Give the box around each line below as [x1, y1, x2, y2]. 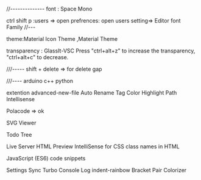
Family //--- [6, 24, 36, 31]
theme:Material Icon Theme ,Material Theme [6, 35, 118, 42]
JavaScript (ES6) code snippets [6, 155, 86, 162]
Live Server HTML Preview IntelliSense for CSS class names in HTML [6, 143, 180, 150]
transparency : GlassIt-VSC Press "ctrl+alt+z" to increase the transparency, [6, 47, 196, 54]
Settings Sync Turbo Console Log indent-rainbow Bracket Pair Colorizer [6, 167, 187, 173]
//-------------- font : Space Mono [6, 5, 93, 12]
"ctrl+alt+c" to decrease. [6, 54, 69, 60]
